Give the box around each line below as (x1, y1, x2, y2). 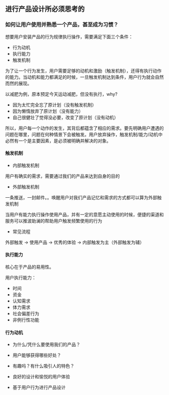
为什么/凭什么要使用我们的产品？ (12, 342, 80, 348)
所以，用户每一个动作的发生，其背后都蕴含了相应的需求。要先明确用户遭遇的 (5, 125, 164, 131)
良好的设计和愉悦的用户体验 (12, 374, 70, 380)
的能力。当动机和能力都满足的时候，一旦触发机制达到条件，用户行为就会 (5, 74, 155, 80)
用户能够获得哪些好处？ (12, 352, 61, 358)
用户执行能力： (5, 274, 36, 281)
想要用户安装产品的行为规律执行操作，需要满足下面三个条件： (5, 33, 133, 39)
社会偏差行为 (12, 311, 39, 317)
